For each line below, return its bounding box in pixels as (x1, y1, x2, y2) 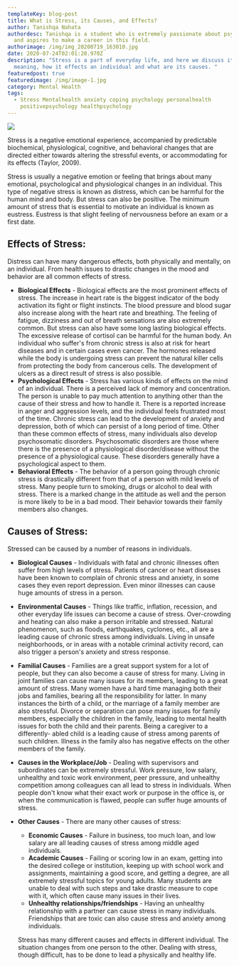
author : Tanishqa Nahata (7, 23, 81, 31)
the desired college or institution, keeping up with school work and (28, 861, 224, 869)
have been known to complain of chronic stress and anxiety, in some (17, 573, 219, 581)
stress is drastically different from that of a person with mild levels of (17, 474, 219, 483)
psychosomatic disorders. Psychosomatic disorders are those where (17, 436, 219, 445)
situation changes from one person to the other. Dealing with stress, (17, 943, 217, 951)
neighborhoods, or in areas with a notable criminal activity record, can (17, 640, 224, 648)
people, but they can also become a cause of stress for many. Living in (17, 669, 225, 677)
